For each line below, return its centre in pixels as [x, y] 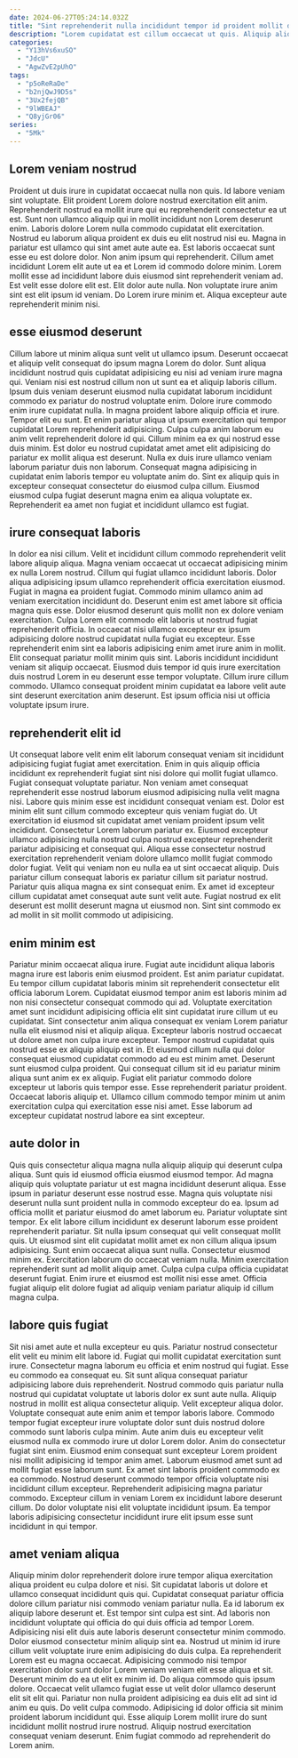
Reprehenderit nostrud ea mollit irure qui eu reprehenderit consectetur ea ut [148, 209]
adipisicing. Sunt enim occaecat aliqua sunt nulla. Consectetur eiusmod [140, 1249]
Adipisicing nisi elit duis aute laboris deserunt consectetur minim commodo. [148, 1632]
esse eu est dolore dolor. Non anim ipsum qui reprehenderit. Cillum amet [141, 257]
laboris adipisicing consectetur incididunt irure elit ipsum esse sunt [131, 1516]
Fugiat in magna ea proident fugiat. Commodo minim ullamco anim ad [136, 591]
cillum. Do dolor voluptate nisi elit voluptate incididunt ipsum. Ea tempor [140, 1507]
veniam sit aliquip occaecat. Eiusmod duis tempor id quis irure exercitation [145, 667]
